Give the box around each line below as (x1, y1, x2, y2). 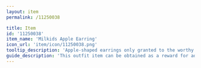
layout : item (6, 8, 39, 15)
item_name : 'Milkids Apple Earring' (6, 36, 98, 42)
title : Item (6, 25, 36, 31)
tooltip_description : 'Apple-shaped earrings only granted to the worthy (6, 47, 194, 54)
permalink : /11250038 (6, 14, 60, 20)
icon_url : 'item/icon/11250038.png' (6, 42, 98, 48)
